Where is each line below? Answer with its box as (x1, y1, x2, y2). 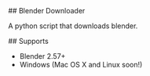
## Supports (8, 37, 49, 45)
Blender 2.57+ (19, 52, 66, 60)
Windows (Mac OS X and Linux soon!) (19, 60, 143, 69)
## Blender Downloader (8, 6, 86, 15)
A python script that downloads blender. (8, 21, 138, 31)
